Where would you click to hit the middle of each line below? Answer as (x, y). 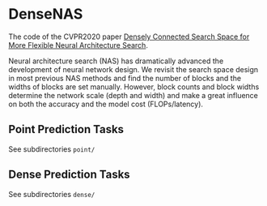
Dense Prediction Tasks (70, 175)
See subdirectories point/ (52, 149)
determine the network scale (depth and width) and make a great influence (133, 95)
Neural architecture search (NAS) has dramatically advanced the (116, 61)
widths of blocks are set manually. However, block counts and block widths (134, 87)
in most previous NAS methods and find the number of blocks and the (125, 78)
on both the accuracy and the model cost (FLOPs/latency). (106, 104)
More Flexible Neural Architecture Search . (78, 45)
